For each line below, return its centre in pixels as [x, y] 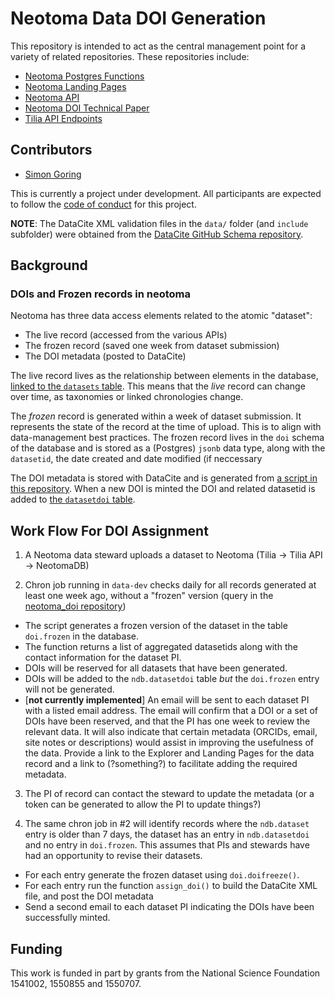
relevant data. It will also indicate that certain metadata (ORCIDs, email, [171, 732]
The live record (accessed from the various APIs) [126, 335]
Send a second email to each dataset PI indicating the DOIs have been [169, 907]
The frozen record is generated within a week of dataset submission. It [156, 416]
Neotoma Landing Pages [75, 86]
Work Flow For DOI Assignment [109, 530]
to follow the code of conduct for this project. [103, 204]
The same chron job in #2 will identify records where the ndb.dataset [167, 824]
